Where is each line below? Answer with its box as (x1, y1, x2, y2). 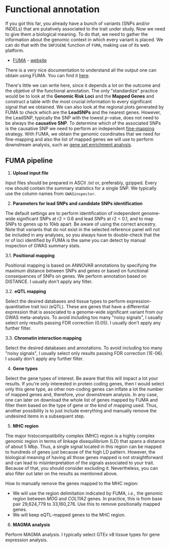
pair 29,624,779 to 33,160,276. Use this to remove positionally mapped (12, 501, 160, 507)
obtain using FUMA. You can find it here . (5, 72, 90, 78)
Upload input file (12, 170, 49, 176)
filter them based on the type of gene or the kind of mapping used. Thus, (5, 402, 158, 408)
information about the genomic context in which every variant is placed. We (5, 37, 163, 43)
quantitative (5, 303, 30, 309)
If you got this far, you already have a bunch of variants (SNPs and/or (5, 20, 150, 26)
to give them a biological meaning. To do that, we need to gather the (5, 31, 148, 37)
